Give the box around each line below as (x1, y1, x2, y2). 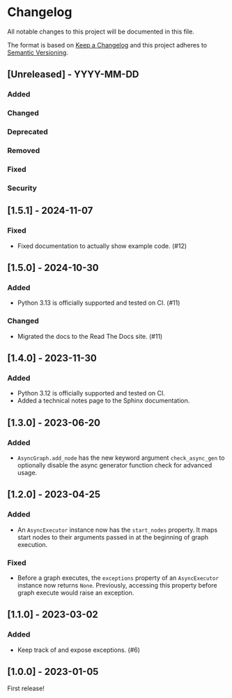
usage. (17, 468, 38, 477)
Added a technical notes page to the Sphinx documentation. (17, 396, 190, 405)
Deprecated (7, 127, 49, 137)
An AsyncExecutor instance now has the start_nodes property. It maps (17, 525, 218, 534)
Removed (7, 146, 40, 156)
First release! (7, 684, 45, 692)
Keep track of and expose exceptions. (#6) (17, 646, 141, 654)
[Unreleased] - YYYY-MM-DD (7, 68, 139, 80)
